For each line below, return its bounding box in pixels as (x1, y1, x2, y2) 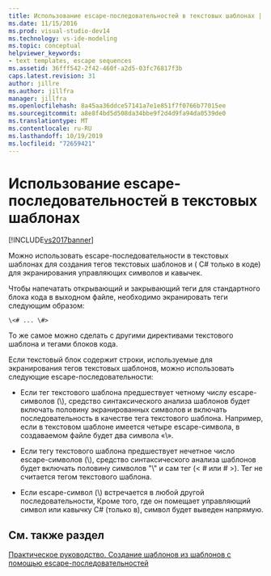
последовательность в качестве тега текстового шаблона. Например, (19, 414, 264, 423)
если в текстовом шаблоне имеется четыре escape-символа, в (19, 422, 240, 432)
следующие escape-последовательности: (8, 372, 154, 382)
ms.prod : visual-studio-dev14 (8, 27, 111, 35)
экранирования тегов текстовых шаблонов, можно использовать (8, 364, 235, 373)
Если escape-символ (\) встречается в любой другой (19, 488, 205, 498)
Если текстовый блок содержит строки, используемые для (8, 355, 213, 364)
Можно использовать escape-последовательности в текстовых (8, 251, 229, 261)
